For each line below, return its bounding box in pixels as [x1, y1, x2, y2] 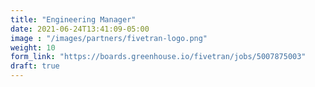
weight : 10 [10, 42, 56, 53]
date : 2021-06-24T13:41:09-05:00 [10, 24, 150, 34]
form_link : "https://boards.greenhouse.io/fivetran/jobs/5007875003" [10, 52, 307, 62]
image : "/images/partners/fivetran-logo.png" [10, 33, 208, 43]
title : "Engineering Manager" [10, 14, 137, 25]
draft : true [10, 61, 60, 71]
